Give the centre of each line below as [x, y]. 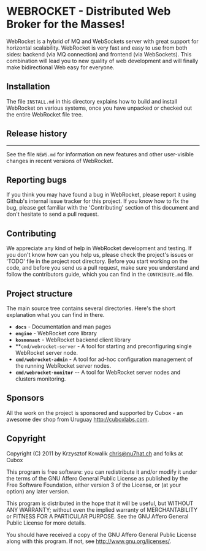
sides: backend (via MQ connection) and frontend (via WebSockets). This [99, 54]
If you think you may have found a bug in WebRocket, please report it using [101, 195]
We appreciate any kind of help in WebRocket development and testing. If [99, 248]
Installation [28, 87]
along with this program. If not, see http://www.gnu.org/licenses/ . [89, 541]
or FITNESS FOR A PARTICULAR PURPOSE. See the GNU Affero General [97, 516]
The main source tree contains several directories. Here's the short [91, 308]
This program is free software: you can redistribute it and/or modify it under [102, 472]
